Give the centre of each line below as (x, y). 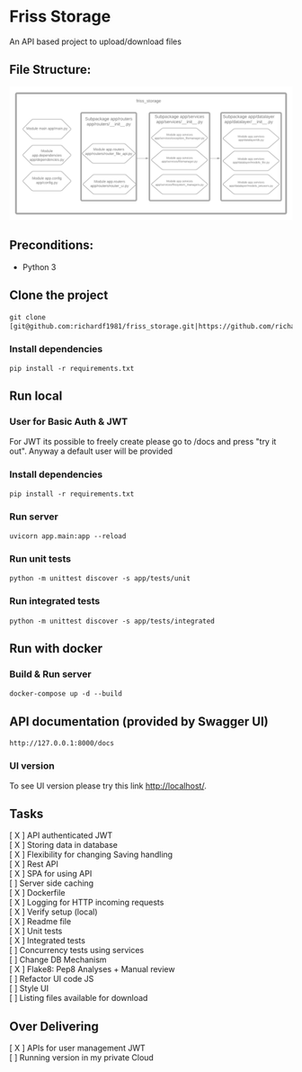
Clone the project (59, 296)
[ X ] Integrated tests (47, 941)
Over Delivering (54, 1027)
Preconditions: (52, 245)
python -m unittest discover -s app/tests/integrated (112, 621)
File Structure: (50, 70)
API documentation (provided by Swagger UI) (139, 721)
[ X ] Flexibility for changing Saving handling (91, 855)
